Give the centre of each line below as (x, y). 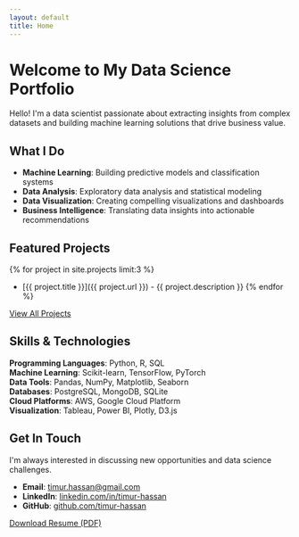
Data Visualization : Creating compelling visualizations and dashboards (153, 201)
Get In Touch (46, 438)
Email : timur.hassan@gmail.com (81, 486)
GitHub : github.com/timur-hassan (84, 506)
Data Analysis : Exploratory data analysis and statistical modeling (142, 192)
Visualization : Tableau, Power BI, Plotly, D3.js (93, 410)
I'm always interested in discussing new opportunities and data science (141, 459)
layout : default (39, 17)
